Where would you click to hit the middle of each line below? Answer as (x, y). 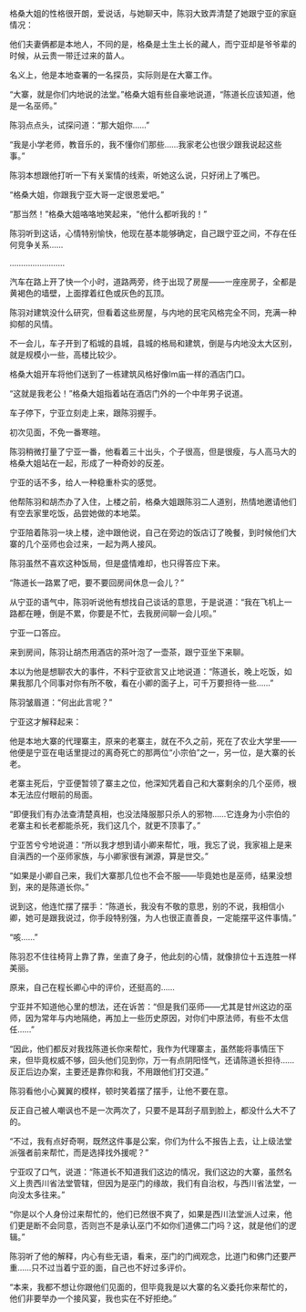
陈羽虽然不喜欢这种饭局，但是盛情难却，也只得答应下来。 (117, 563)
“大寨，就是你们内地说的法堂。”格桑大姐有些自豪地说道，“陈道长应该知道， (148, 94)
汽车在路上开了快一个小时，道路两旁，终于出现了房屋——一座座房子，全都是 (153, 282)
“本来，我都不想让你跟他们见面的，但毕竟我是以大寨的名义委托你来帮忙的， (151, 1287)
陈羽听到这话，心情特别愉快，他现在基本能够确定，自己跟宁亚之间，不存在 (149, 233)
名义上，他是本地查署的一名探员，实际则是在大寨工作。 (113, 75)
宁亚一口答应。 (37, 633)
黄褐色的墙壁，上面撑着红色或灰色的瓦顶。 (89, 293)
